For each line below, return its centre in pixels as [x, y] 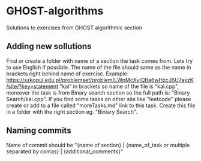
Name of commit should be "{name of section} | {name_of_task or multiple [98, 145]
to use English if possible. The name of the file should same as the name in [99, 67]
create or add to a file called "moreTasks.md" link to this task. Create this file [101, 105]
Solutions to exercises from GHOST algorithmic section [74, 28]
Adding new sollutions [49, 46]
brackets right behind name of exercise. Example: [67, 74]
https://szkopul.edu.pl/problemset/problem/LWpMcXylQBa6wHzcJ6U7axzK [100, 80]
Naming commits [39, 131]
